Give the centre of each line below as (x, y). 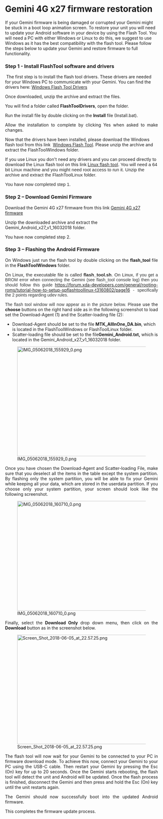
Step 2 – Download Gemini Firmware (49, 197)
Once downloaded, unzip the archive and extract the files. (63, 97)
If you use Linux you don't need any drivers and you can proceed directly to (81, 159)
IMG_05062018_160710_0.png (47, 613)
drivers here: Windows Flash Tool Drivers (46, 87)
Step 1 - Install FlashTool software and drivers (60, 66)
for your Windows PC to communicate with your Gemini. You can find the (78, 82)
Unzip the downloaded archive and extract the (51, 222)
